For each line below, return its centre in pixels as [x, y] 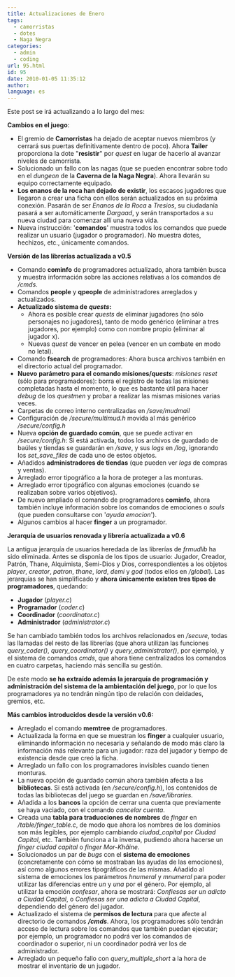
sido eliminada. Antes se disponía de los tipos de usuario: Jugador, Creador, [117, 557]
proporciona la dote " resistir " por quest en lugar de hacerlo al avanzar [119, 154]
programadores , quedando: [48, 586]
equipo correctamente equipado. [65, 183]
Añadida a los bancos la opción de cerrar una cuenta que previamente [119, 803]
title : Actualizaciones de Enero [56, 14]
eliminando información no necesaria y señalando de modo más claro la [121, 743]
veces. [27, 403]
